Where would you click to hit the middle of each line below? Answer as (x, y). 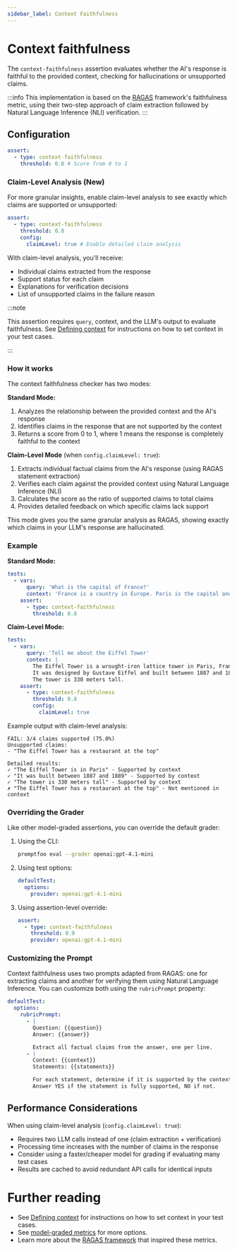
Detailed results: (34, 763)
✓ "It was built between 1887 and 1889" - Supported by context (104, 776)
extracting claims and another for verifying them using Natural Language (113, 981)
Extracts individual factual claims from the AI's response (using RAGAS (120, 468)
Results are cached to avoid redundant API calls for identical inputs (115, 1169)
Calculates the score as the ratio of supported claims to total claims (115, 499)
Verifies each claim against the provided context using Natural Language (123, 483)
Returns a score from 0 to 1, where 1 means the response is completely (120, 434)
